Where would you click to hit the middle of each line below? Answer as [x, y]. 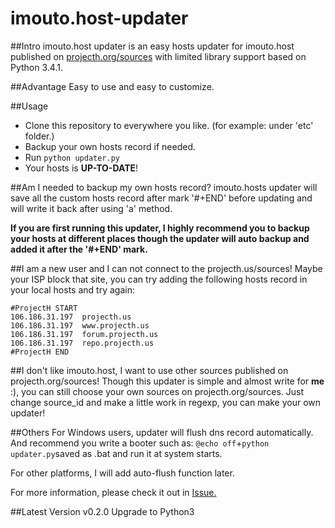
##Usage [29, 106]
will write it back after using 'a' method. [91, 208]
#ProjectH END [40, 352]
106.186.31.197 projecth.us [71, 317]
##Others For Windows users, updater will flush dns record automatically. [162, 432]
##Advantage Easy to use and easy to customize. [112, 86]
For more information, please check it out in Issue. [113, 492]
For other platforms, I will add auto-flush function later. [122, 473]
